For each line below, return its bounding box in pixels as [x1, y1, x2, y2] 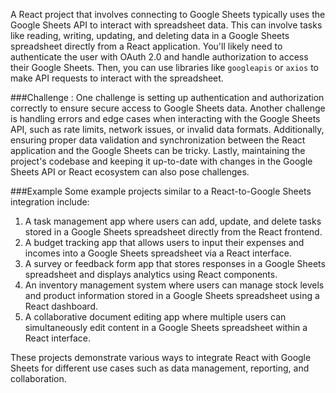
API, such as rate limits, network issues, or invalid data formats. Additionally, [10, 124, 325, 135]
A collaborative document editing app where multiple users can [24, 311, 287, 323]
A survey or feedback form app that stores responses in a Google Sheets [24, 258, 326, 269]
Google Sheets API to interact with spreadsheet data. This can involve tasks [10, 19, 323, 31]
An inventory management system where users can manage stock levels [24, 279, 325, 291]
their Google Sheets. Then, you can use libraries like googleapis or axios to [10, 62, 319, 73]
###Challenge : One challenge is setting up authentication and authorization [10, 92, 325, 103]
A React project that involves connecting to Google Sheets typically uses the [10, 9, 326, 20]
